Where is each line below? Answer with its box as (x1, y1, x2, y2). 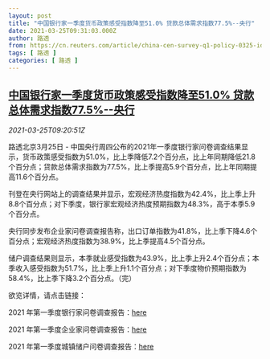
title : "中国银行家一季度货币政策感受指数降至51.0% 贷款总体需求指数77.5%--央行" (8, 19, 256, 27)
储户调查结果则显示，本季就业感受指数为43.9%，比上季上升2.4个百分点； (8, 253, 253, 263)
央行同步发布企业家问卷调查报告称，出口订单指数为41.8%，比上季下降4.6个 (8, 226, 258, 235)
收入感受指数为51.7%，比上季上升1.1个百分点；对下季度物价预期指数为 (14, 263, 247, 273)
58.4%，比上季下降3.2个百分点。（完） (8, 273, 137, 283)
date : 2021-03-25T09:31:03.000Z (8, 27, 117, 35)
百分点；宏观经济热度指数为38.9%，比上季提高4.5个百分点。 (8, 236, 211, 246)
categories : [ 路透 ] (8, 57, 79, 65)
